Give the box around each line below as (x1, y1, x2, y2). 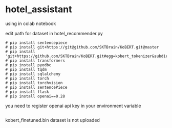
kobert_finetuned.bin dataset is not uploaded (5, 117, 100, 123)
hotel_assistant (5, 4, 72, 15)
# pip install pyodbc (5, 62, 52, 67)
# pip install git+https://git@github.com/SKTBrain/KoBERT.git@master (5, 44, 159, 49)
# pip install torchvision (5, 80, 63, 85)
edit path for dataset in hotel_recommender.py (5, 30, 103, 36)
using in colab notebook (5, 20, 56, 27)
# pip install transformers (5, 58, 66, 63)
